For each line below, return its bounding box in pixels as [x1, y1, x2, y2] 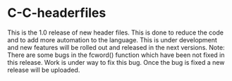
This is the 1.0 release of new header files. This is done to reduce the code [7, 28, 224, 37]
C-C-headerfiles [7, 5, 106, 21]
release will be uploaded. [7, 66, 80, 74]
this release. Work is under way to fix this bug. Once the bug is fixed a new [7, 58, 225, 66]
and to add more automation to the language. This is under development [7, 35, 217, 44]
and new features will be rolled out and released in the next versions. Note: [7, 43, 225, 51]
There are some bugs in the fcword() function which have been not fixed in [7, 51, 225, 59]
